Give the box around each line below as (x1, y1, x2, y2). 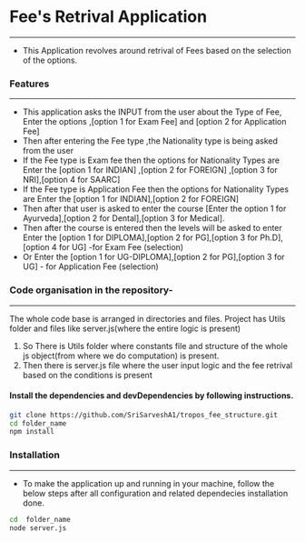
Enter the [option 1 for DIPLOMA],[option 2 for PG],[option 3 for (22, 232, 259, 243)
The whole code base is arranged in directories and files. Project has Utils (9, 313, 286, 324)
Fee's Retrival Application (9, 6, 207, 27)
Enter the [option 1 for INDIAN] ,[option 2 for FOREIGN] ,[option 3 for (22, 165, 279, 176)
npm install (9, 427, 54, 437)
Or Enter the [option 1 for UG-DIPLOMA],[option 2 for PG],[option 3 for (22, 252, 285, 263)
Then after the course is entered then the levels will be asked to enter (22, 223, 283, 234)
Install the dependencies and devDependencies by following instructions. (9, 390, 294, 401)
